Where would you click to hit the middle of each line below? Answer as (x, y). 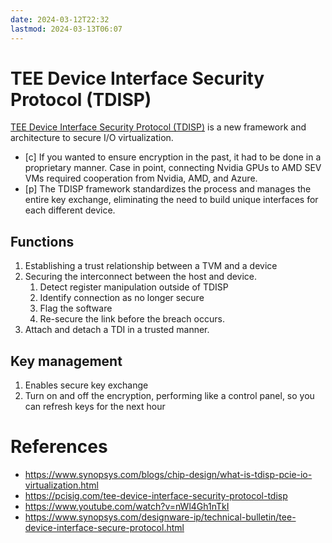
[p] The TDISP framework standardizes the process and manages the (168, 189)
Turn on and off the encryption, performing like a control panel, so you (169, 396)
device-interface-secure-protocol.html (104, 527)
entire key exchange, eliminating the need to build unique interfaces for (171, 200)
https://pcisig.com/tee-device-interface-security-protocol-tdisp (156, 495)
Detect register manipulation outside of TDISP (134, 287)
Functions (42, 241)
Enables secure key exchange (86, 385)
